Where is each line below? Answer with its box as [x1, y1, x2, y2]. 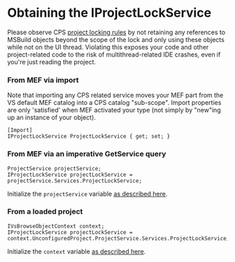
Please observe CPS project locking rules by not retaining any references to [7, 28, 226, 36]
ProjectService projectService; [7, 165, 101, 172]
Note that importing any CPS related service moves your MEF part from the [7, 91, 224, 99]
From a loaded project [7, 207, 83, 217]
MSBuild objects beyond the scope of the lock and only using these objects [7, 35, 225, 43]
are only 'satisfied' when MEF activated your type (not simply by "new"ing [7, 106, 222, 115]
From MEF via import [7, 75, 79, 85]
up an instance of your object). [7, 113, 97, 122]
